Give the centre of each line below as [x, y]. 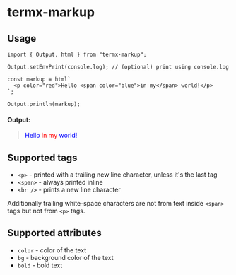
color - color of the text [52, 250]
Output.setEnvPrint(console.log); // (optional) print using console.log [118, 67]
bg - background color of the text [66, 257]
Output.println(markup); [44, 104]
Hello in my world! [51, 136]
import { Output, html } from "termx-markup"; [77, 54]
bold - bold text [40, 265]
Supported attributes [55, 233]
